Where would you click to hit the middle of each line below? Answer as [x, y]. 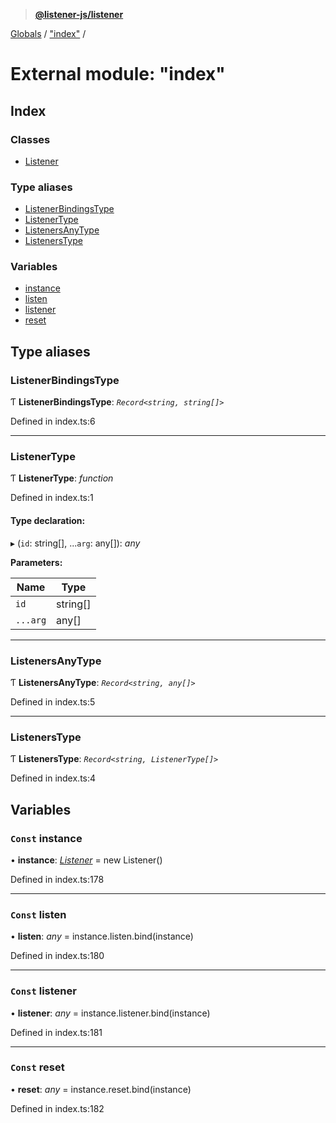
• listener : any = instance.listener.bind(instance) [110, 1013]
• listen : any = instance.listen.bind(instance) [102, 936]
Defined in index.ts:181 [56, 1032]
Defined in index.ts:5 [53, 701]
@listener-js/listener [79, 14]
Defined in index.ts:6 [53, 421]
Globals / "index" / [48, 33]
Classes [30, 139]
